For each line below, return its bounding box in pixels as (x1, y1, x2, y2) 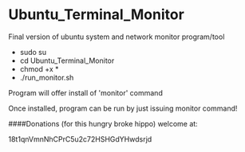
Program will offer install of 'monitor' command (8, 88, 164, 97)
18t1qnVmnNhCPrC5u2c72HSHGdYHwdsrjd (8, 134, 152, 144)
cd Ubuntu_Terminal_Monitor (19, 56, 115, 65)
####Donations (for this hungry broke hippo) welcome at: (8, 119, 198, 128)
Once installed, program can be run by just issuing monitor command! (8, 103, 238, 113)
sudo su (19, 47, 47, 57)
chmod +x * (19, 64, 59, 73)
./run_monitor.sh (19, 72, 74, 82)
